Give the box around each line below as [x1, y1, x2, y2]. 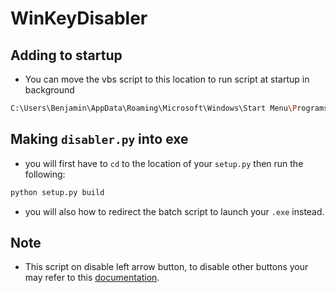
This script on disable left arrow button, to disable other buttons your [24, 261, 309, 273]
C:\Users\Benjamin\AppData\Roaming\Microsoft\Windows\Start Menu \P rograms [10, 103, 329, 113]
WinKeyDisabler [10, 7, 148, 30]
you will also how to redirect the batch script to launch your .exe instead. [24, 205, 325, 217]
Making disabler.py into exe [10, 131, 189, 148]
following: [24, 168, 66, 180]
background [24, 84, 75, 96]
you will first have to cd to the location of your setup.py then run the [24, 157, 304, 169]
